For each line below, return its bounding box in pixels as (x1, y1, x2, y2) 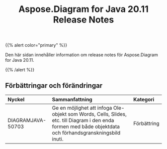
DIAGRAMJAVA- (7, 117, 46, 124)
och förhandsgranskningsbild (52, 130, 121, 136)
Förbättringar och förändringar (5, 81, 103, 90)
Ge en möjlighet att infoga (52, 105, 112, 111)
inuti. (52, 136, 64, 143)
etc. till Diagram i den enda (52, 117, 114, 124)
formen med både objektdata (52, 123, 120, 130)
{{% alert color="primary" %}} (5, 42, 68, 48)
